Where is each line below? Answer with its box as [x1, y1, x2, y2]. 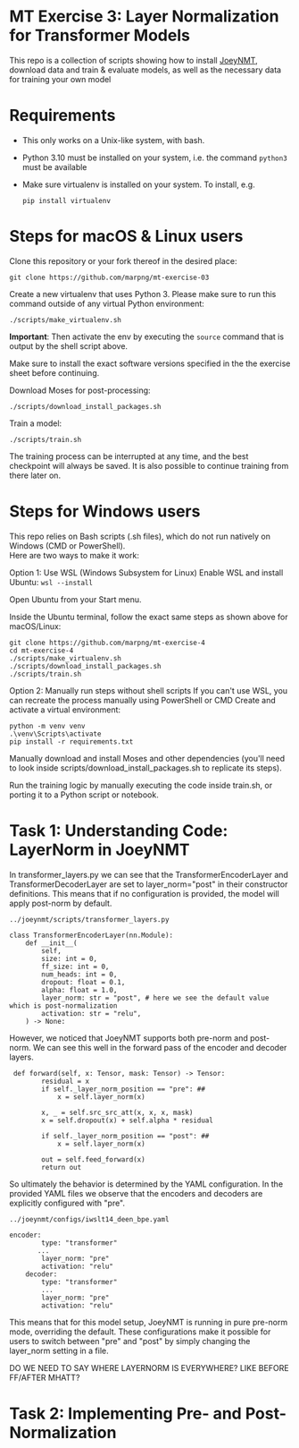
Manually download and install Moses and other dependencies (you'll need [9, 753, 286, 763]
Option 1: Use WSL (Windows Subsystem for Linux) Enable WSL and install [9, 566, 284, 578]
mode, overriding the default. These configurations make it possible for [9, 1326, 271, 1337]
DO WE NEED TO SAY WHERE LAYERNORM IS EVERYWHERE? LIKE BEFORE [9, 1362, 289, 1373]
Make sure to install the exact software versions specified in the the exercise [9, 358, 291, 369]
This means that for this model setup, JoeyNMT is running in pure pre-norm [9, 1316, 288, 1327]
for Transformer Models [9, 25, 190, 46]
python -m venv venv [9, 721, 87, 730]
